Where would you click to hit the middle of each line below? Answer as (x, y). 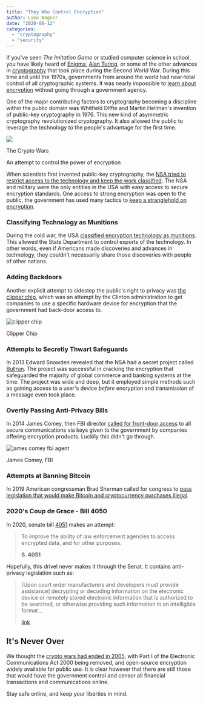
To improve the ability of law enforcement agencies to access (98, 536)
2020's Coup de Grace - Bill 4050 (57, 511)
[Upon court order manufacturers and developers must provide (100, 584)
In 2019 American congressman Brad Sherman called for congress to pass (99, 489)
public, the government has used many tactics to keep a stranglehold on (96, 200)
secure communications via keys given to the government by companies (97, 430)
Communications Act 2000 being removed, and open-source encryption (96, 662)
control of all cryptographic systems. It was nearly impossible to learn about (101, 83)
